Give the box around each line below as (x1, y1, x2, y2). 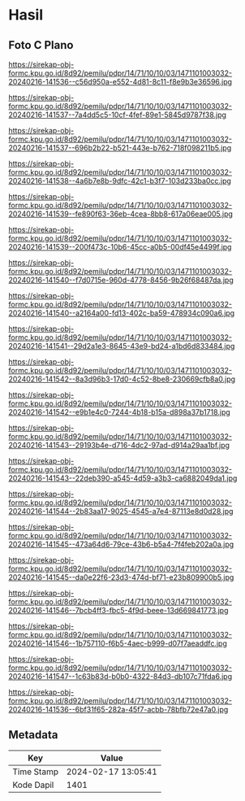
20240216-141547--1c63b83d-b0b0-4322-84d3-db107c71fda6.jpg (8, 672, 233, 681)
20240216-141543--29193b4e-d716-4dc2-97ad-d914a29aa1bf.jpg (8, 441, 230, 450)
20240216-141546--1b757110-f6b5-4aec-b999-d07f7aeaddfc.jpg (8, 638, 227, 648)
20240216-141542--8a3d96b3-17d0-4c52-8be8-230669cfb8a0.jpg (8, 374, 236, 384)
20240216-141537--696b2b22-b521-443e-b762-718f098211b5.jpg (8, 143, 232, 152)
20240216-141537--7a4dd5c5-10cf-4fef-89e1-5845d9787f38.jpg (8, 110, 227, 120)
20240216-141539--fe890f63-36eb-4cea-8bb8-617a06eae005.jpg (8, 209, 234, 219)
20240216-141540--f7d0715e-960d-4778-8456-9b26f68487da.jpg (8, 275, 234, 285)
